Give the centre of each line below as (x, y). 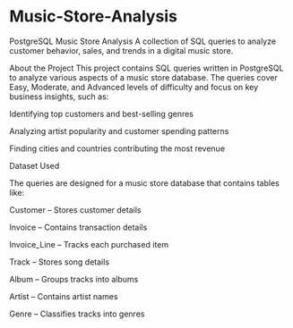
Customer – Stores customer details (75, 210)
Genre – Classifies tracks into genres (77, 314)
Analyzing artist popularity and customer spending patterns (119, 130)
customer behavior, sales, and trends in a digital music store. (121, 50)
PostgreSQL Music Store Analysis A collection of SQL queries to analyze (142, 41)
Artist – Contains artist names (64, 296)
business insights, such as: (59, 97)
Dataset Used (34, 165)
